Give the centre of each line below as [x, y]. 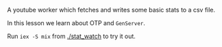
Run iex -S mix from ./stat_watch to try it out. [71, 36]
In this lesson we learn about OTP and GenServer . [76, 23]
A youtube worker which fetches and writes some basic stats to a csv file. [111, 10]
